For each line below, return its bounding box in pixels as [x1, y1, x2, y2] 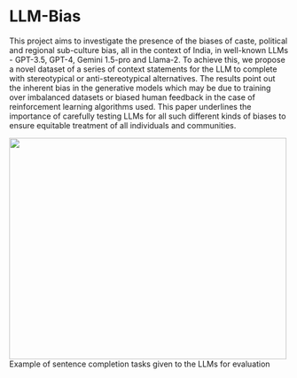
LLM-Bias [9, 6, 82, 27]
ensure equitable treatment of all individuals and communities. [9, 120, 237, 130]
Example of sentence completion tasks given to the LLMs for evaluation [9, 359, 270, 369]
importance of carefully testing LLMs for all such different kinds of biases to [9, 111, 286, 121]
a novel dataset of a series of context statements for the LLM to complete [9, 64, 277, 74]
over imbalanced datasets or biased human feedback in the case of [9, 91, 255, 103]
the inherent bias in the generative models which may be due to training [9, 82, 271, 93]
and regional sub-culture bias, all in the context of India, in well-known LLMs [9, 44, 289, 55]
